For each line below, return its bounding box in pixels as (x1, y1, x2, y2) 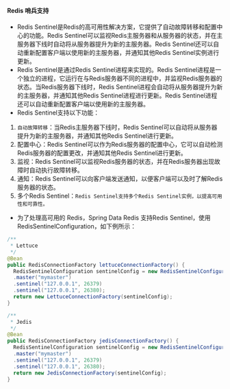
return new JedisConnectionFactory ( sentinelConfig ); (13, 369, 167, 377)
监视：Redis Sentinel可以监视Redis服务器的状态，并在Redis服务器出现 (16, 158, 214, 166)
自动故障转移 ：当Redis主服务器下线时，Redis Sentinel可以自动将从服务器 (16, 123, 218, 132)
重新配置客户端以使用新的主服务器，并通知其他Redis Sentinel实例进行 (23, 49, 220, 57)
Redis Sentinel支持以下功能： (16, 108, 100, 117)
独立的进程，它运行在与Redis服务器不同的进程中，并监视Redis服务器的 (23, 74, 222, 82)
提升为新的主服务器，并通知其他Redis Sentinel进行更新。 (16, 132, 178, 140)
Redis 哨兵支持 (7, 6, 49, 14)
